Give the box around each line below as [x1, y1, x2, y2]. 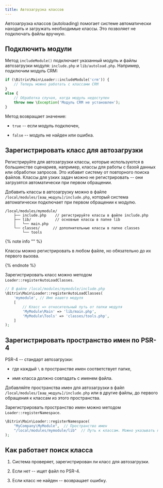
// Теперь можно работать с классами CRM [14, 82, 98, 87]
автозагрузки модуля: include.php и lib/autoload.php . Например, [5, 63, 141, 68]
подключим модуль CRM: [5, 68, 58, 74]
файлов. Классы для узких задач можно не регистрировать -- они [5, 174, 143, 180]
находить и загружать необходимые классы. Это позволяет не [5, 25, 136, 32]
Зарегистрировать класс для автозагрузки [5, 146, 143, 154]
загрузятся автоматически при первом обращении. [5, 180, 113, 185]
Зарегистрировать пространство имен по [5, 336, 140, 344]
